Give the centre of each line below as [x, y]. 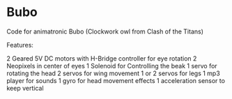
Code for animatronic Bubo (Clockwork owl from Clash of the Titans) [105, 31]
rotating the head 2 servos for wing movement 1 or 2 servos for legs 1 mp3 [113, 73]
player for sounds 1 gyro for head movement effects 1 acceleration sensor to [116, 80]
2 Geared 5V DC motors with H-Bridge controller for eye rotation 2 [102, 58]
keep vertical [25, 88]
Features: [20, 45]
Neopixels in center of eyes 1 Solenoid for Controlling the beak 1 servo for [112, 66]
